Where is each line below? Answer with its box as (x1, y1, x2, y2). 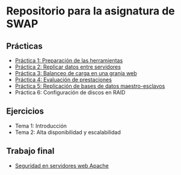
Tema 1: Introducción (14, 122, 67, 129)
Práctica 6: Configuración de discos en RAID (14, 89, 126, 96)
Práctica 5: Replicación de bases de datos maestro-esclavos (14, 82, 165, 90)
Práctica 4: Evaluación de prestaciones (14, 76, 112, 83)
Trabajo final (6, 146, 55, 156)
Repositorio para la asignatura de (6, 4, 176, 18)
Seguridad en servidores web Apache (14, 162, 109, 169)
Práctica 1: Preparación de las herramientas (14, 57, 123, 64)
